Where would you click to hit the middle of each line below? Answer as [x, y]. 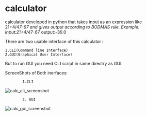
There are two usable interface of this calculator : [54, 41]
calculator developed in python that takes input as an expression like [73, 22]
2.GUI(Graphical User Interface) [39, 54]
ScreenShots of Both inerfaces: [36, 72]
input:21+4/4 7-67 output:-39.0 [36, 32]
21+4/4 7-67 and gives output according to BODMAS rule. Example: [72, 27]
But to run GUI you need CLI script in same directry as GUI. [64, 63]
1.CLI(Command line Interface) [37, 50]
